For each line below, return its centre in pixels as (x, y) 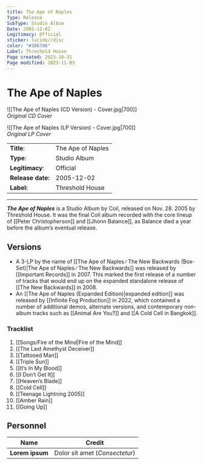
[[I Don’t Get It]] (35, 375)
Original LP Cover (29, 134)
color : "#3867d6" (29, 46)
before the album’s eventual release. (52, 228)
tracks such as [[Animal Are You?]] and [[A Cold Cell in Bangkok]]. (115, 313)
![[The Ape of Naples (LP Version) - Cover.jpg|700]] (71, 127)
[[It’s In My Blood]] (39, 368)
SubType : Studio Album (35, 23)
